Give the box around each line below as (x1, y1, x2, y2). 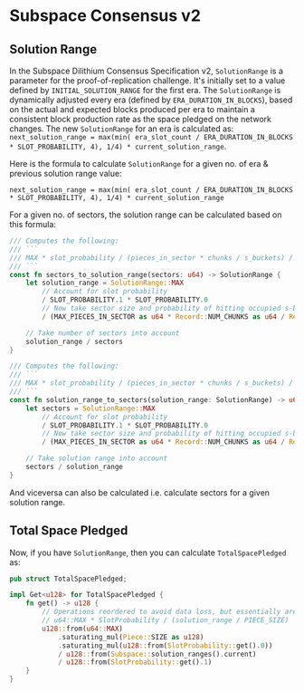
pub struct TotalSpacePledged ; (9, 574, 128, 583)
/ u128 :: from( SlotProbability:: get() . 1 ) (57, 658, 213, 667)
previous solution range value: (9, 168, 122, 178)
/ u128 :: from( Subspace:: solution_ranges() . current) (57, 649, 257, 658)
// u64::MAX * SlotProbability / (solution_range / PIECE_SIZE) (42, 616, 290, 625)
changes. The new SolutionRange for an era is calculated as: (9, 123, 234, 134)
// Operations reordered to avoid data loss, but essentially (42, 608, 281, 617)
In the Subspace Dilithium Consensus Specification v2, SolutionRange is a (9, 65, 283, 76)
